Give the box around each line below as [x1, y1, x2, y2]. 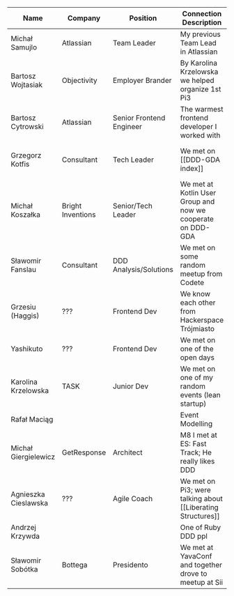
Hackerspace [180, 315, 224, 325]
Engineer [112, 122, 143, 131]
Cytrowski [10, 122, 44, 131]
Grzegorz [10, 151, 42, 160]
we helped [180, 76, 214, 85]
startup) [180, 399, 207, 408]
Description [182, 17, 222, 27]
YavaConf [180, 551, 212, 560]
